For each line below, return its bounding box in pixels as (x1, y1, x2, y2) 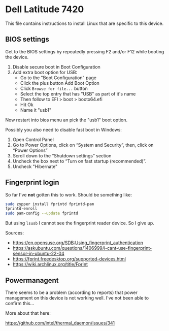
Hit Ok (20, 102, 34, 108)
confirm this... (5, 301, 35, 306)
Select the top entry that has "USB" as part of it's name (20, 90, 136, 97)
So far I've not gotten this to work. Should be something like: (5, 191, 132, 197)
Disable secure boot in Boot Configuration (12, 63, 100, 70)
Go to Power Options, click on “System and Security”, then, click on (12, 142, 154, 148)
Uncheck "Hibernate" (12, 163, 58, 170)
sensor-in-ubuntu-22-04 (12, 250, 64, 257)
